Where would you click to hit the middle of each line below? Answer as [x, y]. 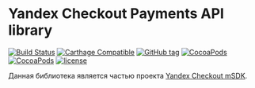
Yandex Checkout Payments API [116, 14]
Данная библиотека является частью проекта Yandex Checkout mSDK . [128, 75]
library [30, 30]
